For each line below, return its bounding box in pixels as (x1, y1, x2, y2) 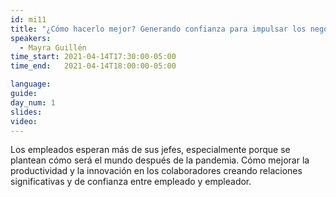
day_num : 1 (10, 97, 56, 108)
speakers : (10, 33, 52, 43)
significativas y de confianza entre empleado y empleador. (10, 176, 252, 188)
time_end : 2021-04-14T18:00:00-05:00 (10, 61, 177, 71)
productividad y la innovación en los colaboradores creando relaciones (10, 165, 303, 177)
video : (10, 116, 38, 126)
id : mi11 (10, 14, 47, 25)
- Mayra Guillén (19, 42, 87, 53)
